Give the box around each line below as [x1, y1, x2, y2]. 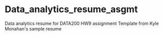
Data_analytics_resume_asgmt [5, 4, 138, 15]
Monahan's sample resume [5, 25, 62, 31]
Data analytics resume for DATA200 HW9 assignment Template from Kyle [5, 20, 159, 26]
